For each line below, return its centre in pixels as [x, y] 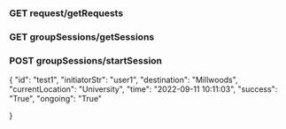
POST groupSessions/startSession [85, 60]
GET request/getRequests [66, 13]
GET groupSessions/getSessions [82, 36]
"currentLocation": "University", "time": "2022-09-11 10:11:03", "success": [143, 89]
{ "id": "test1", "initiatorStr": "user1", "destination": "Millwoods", [124, 80]
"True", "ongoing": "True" [56, 99]
